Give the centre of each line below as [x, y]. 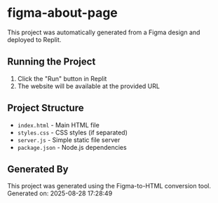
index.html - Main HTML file [58, 125]
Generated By [38, 169]
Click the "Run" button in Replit [62, 78]
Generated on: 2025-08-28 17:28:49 [60, 193]
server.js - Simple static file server [69, 140]
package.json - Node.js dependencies [72, 147]
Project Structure [46, 108]
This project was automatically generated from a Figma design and [104, 32]
